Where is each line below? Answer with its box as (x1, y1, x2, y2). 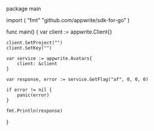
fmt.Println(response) (6, 108, 63, 114)
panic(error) (17, 92, 50, 98)
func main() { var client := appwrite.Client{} (6, 28, 113, 35)
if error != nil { (6, 87, 52, 93)
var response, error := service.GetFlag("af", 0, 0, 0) (6, 77, 149, 83)
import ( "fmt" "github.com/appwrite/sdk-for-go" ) (6, 17, 130, 23)
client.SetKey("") (6, 45, 52, 51)
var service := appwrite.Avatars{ (6, 56, 93, 62)
